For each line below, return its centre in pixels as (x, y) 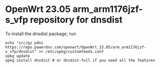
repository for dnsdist (76, 20)
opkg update (17, 56)
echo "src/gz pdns (24, 43)
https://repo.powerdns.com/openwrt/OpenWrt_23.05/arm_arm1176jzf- (76, 47)
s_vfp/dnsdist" (21, 51)
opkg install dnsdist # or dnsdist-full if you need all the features (80, 60)
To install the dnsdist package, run (41, 33)
